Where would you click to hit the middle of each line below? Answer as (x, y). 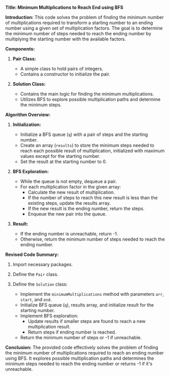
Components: (20, 49)
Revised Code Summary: (32, 254)
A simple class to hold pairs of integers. (62, 69)
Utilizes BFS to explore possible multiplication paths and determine (90, 99)
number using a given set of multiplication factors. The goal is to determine (84, 28)
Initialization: (27, 124)
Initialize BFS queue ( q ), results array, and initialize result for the (87, 305)
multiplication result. (49, 327)
